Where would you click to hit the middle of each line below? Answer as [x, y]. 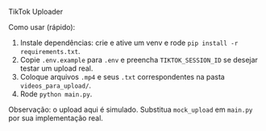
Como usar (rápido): [42, 27]
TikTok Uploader [36, 12]
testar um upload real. [56, 68]
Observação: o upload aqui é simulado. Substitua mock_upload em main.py [131, 109]
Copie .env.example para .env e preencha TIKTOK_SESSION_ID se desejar [139, 60]
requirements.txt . [50, 51]
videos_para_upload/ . [55, 85]
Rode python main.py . [56, 94]
